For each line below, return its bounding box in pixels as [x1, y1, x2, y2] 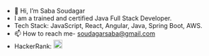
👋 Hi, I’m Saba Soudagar [13, 7, 86, 15]
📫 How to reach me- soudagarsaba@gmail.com [13, 29, 156, 38]
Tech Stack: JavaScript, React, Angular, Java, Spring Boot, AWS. [13, 22, 203, 29]
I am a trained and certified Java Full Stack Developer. [13, 14, 172, 22]
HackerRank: [13, 42, 52, 50]
